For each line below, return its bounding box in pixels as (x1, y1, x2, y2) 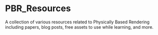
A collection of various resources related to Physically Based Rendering (5, 19, 150, 25)
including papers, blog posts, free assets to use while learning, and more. (5, 24, 154, 30)
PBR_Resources (5, 3, 71, 14)
